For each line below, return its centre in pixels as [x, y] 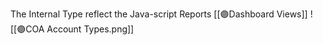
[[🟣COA [27, 29]
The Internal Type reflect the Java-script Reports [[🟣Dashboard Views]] [159, 14]
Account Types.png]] [90, 29]
